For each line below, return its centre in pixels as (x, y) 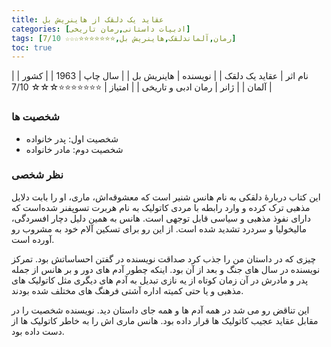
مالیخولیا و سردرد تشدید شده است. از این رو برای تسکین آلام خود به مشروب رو (159, 228)
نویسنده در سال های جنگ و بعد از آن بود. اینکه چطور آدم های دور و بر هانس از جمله (166, 269)
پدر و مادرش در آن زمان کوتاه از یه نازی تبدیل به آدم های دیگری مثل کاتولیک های (160, 280)
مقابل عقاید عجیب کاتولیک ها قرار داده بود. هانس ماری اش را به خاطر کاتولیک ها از (165, 320)
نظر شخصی (37, 175)
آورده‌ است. (33, 239)
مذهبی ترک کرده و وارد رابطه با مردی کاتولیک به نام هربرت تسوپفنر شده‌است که (161, 207)
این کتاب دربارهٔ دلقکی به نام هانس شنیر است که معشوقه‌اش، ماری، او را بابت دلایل (166, 197)
